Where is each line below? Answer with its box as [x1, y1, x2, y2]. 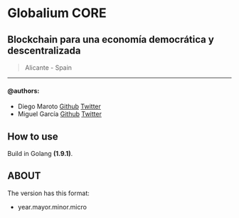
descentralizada [7, 44, 81, 56]
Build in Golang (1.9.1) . [7, 150, 73, 158]
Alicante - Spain [24, 63, 73, 72]
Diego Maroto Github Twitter [17, 102, 102, 111]
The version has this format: [7, 189, 90, 197]
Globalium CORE [7, 5, 107, 21]
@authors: [7, 86, 40, 95]
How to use [7, 130, 58, 142]
